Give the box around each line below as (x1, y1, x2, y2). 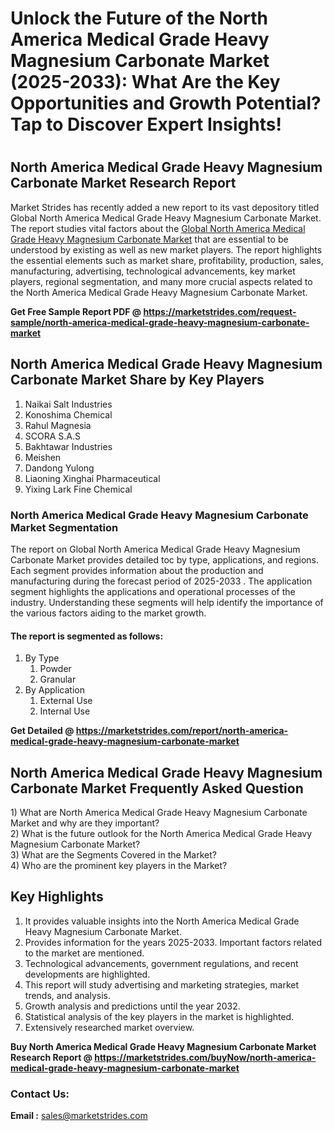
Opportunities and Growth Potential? (10, 92, 322, 115)
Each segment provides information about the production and (10, 564, 264, 576)
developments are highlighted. (24, 968, 151, 980)
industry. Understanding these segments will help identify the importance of (10, 596, 324, 608)
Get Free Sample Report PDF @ (10, 305, 142, 317)
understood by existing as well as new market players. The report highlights (10, 243, 323, 256)
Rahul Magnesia (24, 419, 92, 431)
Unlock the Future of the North (10, 7, 268, 30)
